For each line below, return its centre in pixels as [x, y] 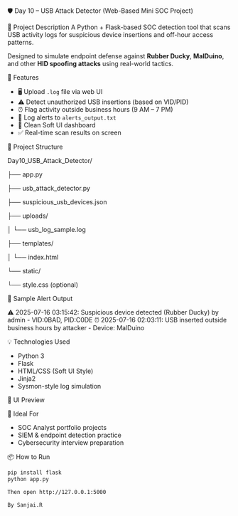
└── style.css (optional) [43, 285]
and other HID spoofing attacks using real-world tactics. [91, 64]
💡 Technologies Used [39, 342]
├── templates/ [31, 243]
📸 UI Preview [26, 400]
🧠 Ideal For [23, 414]
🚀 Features [23, 77]
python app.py [28, 479]
